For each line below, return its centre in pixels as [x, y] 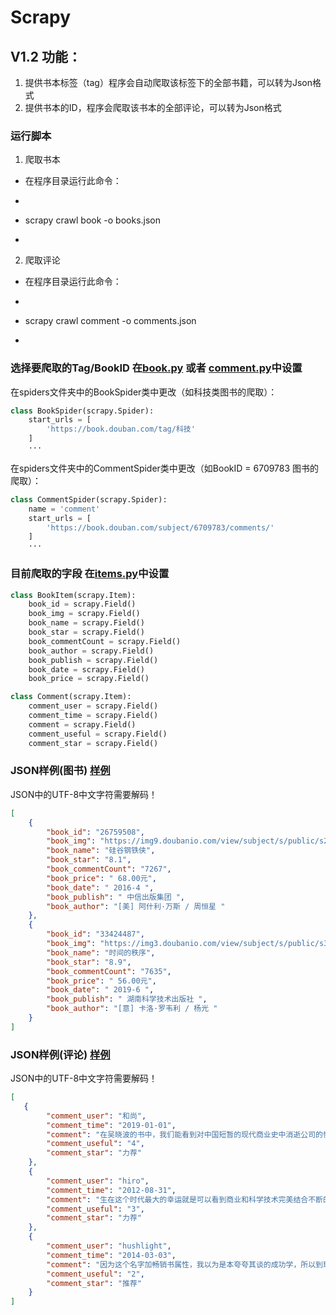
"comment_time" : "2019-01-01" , [111, 1125]
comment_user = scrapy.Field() [93, 706]
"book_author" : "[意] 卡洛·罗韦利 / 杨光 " [132, 1009]
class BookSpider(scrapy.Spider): [82, 411]
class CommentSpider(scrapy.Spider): [89, 499]
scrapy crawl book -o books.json [93, 220]
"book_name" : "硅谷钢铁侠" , [101, 851]
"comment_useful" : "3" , [95, 1209]
